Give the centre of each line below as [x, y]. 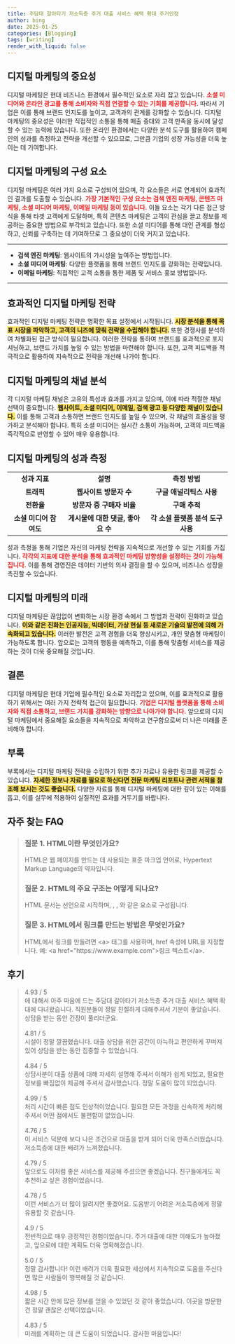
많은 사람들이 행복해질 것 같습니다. [79, 1277]
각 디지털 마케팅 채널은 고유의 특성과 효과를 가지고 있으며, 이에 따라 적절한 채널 [114, 399]
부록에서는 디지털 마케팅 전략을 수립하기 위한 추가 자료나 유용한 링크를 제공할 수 [115, 771]
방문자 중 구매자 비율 [104, 505]
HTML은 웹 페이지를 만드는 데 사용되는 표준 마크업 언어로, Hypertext [118, 860]
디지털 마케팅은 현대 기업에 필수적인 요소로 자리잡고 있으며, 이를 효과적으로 [109, 693]
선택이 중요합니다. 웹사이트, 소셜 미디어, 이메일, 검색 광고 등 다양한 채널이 [106, 408]
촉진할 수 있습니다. [33, 574]
